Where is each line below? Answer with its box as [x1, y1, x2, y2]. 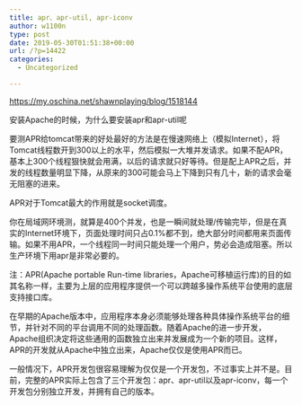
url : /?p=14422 [9, 47, 67, 56]
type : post [9, 30, 50, 39]
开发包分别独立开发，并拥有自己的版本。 [9, 385, 159, 396]
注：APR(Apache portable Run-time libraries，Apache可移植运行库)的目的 [9, 269, 284, 279]
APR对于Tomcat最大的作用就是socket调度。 [9, 197, 173, 207]
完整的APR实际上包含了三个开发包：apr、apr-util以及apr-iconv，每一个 [24, 374, 289, 385]
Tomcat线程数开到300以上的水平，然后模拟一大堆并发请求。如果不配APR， [9, 145, 289, 155]
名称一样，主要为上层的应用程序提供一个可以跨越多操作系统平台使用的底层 [16, 280, 293, 291]
